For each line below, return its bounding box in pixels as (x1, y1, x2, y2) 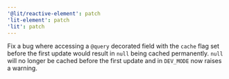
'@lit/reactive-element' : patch (7, 10, 101, 17)
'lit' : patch (7, 23, 45, 30)
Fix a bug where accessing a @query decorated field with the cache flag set (7, 42, 220, 51)
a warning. (7, 64, 38, 73)
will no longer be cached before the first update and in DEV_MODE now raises (7, 57, 222, 65)
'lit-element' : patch (7, 17, 70, 24)
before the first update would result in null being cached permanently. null (7, 49, 223, 58)
